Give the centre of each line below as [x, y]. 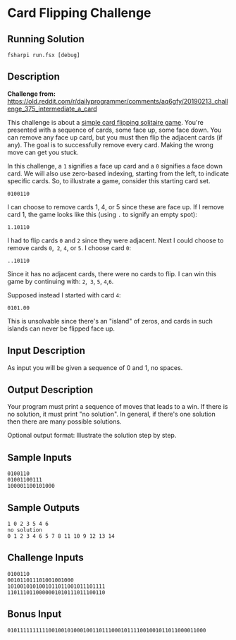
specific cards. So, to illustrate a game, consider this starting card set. [109, 180]
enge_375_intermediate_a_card [52, 109]
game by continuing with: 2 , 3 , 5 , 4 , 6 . [61, 281]
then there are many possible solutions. [64, 421]
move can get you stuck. [43, 152]
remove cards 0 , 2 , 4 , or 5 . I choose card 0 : [69, 247]
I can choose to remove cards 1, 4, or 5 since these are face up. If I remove [116, 207]
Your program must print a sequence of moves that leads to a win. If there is [118, 407]
